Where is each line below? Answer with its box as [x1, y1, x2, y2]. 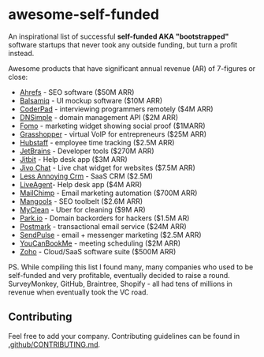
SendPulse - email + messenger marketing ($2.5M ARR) [19, 230, 203, 239]
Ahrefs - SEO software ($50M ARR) [19, 87, 135, 96]
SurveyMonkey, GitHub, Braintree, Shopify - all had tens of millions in [8, 279, 232, 288]
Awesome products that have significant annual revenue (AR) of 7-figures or [8, 63, 256, 73]
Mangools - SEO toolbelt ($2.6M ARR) [19, 196, 143, 206]
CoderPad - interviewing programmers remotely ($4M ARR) [19, 104, 214, 114]
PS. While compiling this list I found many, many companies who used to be [8, 262, 254, 272]
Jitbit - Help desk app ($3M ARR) [19, 154, 128, 163]
